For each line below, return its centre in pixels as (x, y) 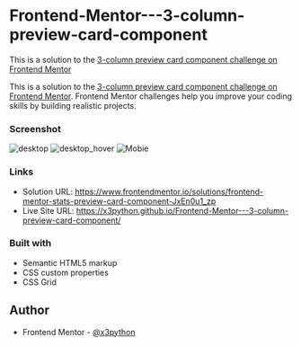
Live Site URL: (48, 210)
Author (29, 311)
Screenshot (35, 129)
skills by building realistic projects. (73, 105)
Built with (31, 244)
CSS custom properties (66, 272)
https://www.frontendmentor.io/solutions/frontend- (169, 191)
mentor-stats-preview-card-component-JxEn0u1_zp (119, 201)
